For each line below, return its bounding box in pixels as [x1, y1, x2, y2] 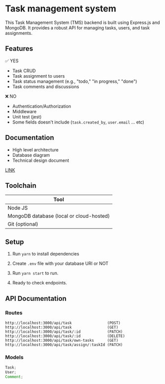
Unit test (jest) [12, 114, 42, 120]
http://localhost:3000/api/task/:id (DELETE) [5, 333, 125, 339]
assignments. [5, 30, 33, 36]
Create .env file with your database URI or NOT [12, 260, 109, 266]
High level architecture [12, 146, 58, 152]
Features [5, 44, 33, 53]
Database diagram [12, 152, 51, 158]
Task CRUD [12, 68, 36, 74]
